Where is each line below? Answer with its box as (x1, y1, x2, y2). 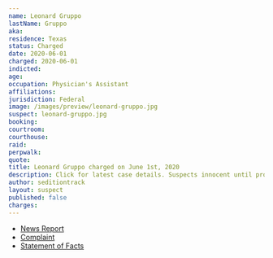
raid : (8, 140, 27, 149)
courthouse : (8, 133, 49, 141)
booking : (8, 118, 38, 126)
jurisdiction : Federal (8, 95, 85, 103)
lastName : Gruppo (8, 20, 67, 28)
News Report (19, 223, 65, 233)
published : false (8, 193, 67, 202)
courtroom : (8, 125, 45, 133)
